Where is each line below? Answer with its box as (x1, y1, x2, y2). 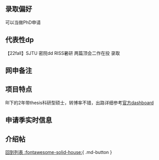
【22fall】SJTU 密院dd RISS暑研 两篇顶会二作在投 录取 (5, 50, 120, 56)
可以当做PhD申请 (5, 19, 41, 25)
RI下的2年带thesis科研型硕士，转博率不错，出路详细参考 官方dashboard (5, 100, 154, 106)
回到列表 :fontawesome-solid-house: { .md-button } (5, 149, 112, 155)
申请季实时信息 (5, 116, 52, 124)
